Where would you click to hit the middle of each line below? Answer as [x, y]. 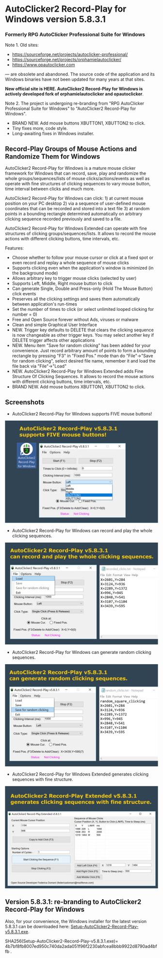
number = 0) [24, 314]
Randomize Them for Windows [53, 156]
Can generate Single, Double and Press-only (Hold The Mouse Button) [82, 289]
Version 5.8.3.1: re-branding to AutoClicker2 [73, 902]
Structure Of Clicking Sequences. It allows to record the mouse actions [83, 377]
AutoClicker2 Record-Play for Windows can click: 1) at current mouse [74, 199]
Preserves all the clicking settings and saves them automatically [76, 299]
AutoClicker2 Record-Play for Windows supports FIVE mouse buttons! [82, 414]
